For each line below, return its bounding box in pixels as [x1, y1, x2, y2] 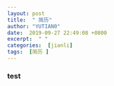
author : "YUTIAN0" [7, 23, 60, 30]
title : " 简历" [7, 17, 52, 23]
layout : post [7, 10, 45, 17]
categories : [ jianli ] [7, 42, 73, 49]
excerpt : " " [7, 36, 49, 43]
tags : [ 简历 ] [7, 49, 49, 56]
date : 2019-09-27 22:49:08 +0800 [7, 29, 108, 36]
